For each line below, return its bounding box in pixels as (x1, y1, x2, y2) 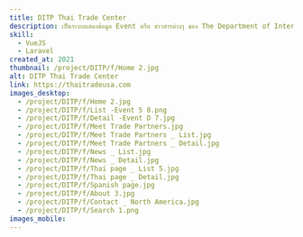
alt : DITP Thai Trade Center (9, 72, 119, 81)
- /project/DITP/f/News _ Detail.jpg (17, 155, 160, 165)
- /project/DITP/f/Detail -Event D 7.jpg (17, 114, 176, 123)
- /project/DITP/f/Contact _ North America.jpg (17, 197, 200, 207)
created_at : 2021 (9, 55, 75, 64)
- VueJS (17, 38, 47, 48)
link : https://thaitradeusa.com (9, 80, 131, 89)
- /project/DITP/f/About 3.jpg (17, 189, 135, 198)
